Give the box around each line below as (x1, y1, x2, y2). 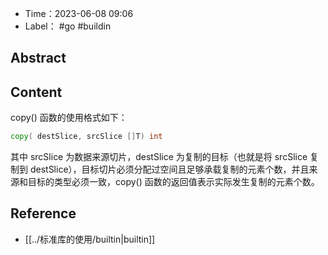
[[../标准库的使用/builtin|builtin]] (24, 233, 156, 245)
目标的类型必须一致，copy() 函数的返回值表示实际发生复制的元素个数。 (27, 176, 320, 188)
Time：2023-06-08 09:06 (24, 8, 134, 19)
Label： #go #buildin (24, 20, 112, 32)
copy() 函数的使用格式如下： (10, 112, 128, 124)
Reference (10, 205, 77, 222)
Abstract (10, 50, 67, 67)
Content (10, 83, 63, 101)
